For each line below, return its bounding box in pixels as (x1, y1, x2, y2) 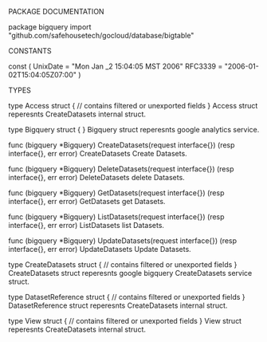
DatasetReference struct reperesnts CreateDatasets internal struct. (8, 301, 228, 310)
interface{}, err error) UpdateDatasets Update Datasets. (8, 245, 191, 254)
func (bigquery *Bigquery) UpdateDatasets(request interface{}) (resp (8, 236, 238, 246)
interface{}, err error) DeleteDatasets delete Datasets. (8, 173, 185, 182)
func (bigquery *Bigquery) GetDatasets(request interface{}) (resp (8, 188, 225, 198)
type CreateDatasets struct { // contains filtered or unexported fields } (8, 260, 238, 269)
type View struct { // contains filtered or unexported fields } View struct (8, 316, 241, 325)
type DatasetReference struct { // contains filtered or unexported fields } (8, 293, 245, 301)
